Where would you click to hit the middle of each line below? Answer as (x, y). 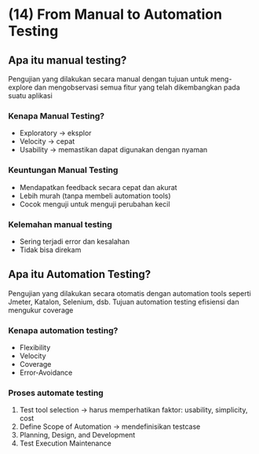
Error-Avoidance (46, 372)
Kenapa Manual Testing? (56, 115)
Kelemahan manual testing (60, 224)
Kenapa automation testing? (63, 330)
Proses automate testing (56, 393)
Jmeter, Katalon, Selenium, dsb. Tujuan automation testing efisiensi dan (124, 302)
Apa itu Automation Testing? (80, 275)
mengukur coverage (41, 310)
